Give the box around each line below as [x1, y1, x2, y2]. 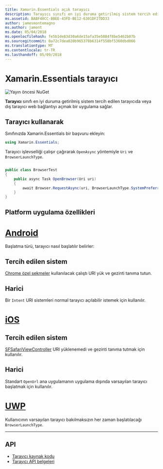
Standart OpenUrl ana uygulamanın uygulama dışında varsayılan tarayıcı [5, 378, 147, 384]
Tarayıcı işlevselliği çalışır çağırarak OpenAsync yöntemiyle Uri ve [5, 149, 133, 154]
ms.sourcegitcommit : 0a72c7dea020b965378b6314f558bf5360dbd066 [5, 39, 136, 44]
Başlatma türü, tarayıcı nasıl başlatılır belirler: [5, 243, 95, 249]
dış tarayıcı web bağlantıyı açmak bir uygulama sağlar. [5, 104, 113, 110]
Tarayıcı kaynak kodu [12, 453, 55, 459]
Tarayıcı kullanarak [5, 117, 64, 126]
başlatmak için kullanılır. [5, 384, 53, 389]
